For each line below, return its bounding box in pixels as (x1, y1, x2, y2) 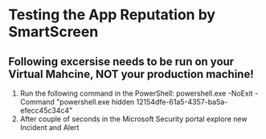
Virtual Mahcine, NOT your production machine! (8, 67, 255, 81)
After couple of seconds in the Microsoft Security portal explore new (19, 114, 248, 124)
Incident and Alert (19, 123, 80, 132)
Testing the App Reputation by (8, 6, 215, 24)
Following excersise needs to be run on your (8, 55, 235, 68)
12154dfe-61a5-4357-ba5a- (136, 97, 228, 106)
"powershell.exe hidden (55, 97, 135, 106)
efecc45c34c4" (19, 106, 73, 115)
